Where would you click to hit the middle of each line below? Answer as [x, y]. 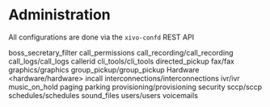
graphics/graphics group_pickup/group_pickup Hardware [104, 69]
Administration [59, 15]
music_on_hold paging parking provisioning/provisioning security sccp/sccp [135, 87]
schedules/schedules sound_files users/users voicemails [103, 95]
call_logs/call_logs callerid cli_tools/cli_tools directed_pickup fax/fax [121, 61]
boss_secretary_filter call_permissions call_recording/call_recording [121, 52]
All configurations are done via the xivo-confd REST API [101, 37]
